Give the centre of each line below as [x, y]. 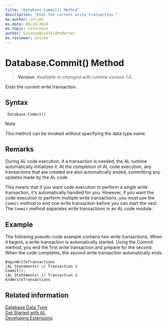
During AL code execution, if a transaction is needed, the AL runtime [76, 161]
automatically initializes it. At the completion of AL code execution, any [78, 167]
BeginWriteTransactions [30, 262]
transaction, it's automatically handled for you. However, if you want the [80, 193]
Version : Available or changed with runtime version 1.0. [75, 77]
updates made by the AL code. [37, 178]
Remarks [20, 149]
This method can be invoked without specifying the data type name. [76, 133]
